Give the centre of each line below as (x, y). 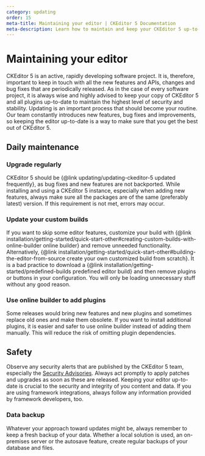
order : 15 (19, 18)
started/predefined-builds (39, 271)
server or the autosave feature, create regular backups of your (109, 441)
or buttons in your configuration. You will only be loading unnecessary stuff (101, 278)
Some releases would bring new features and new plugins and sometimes (99, 313)
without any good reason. (38, 285)
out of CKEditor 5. (29, 128)
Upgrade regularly (34, 164)
